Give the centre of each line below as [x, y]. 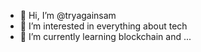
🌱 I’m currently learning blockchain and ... [105, 36]
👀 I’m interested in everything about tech [103, 26]
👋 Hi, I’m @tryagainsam [68, 15]
